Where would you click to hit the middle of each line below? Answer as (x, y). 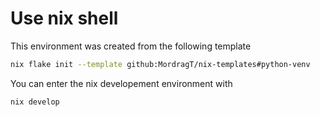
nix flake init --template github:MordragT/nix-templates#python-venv (160, 64)
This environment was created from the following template (131, 46)
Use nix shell (64, 18)
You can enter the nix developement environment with (121, 83)
